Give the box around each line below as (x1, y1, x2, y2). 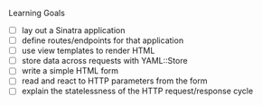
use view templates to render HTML (21, 45, 155, 57)
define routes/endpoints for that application (21, 35, 184, 46)
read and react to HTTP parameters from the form (21, 75, 209, 86)
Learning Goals (8, 8, 65, 18)
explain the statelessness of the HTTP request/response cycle (21, 85, 254, 97)
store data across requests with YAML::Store (21, 56, 188, 66)
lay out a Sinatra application (21, 25, 126, 35)
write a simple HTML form (21, 66, 119, 76)
